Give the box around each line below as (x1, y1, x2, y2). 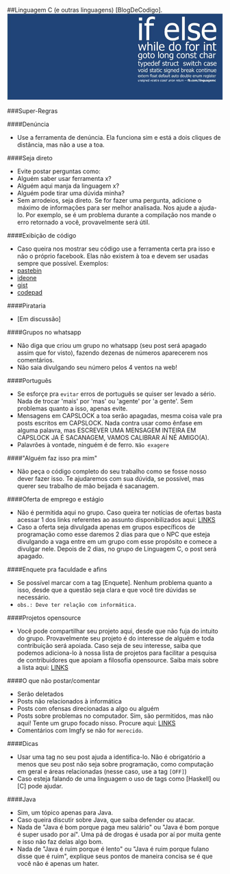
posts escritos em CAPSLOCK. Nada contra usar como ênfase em (16, 419, 203, 427)
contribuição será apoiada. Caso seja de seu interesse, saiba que (16, 641, 202, 649)
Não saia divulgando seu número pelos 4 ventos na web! (16, 363, 178, 371)
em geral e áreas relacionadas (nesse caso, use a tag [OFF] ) (16, 767, 187, 775)
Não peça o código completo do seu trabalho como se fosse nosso (16, 467, 207, 475)
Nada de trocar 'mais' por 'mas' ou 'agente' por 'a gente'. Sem (16, 397, 193, 405)
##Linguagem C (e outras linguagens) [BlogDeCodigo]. (7, 6, 163, 14)
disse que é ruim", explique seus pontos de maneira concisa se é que (16, 852, 214, 860)
